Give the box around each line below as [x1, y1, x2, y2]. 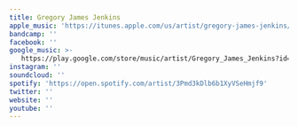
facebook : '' [9, 37, 58, 47]
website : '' [9, 95, 53, 105]
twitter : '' [9, 87, 53, 96]
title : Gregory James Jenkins [9, 12, 122, 22]
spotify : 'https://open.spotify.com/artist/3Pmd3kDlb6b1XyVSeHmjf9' [9, 79, 268, 88]
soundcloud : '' [9, 71, 66, 80]
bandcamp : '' [9, 29, 58, 38]
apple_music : [9, 21, 58, 30]
